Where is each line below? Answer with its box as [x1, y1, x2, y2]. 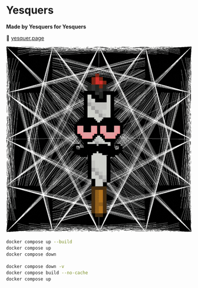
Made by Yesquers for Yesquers [6, 23, 87, 30]
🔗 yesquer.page [6, 34, 45, 41]
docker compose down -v [6, 264, 65, 270]
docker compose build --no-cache [6, 270, 88, 276]
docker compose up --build [6, 238, 72, 245]
